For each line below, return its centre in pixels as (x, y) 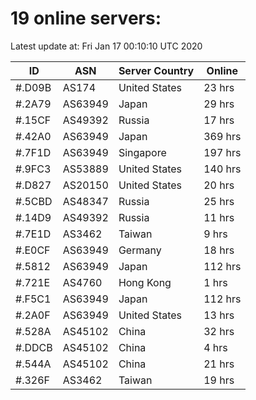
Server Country (156, 70)
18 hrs (219, 250)
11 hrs (219, 217)
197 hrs (222, 152)
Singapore (142, 152)
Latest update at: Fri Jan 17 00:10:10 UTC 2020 (106, 46)
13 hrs (219, 315)
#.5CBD (34, 201)
